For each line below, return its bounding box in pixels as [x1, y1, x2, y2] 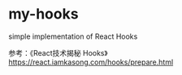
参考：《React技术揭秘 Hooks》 [8, 48, 108, 57]
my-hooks [8, 5, 79, 23]
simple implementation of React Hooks [8, 31, 138, 41]
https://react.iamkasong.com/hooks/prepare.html [8, 57, 174, 67]
